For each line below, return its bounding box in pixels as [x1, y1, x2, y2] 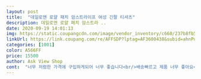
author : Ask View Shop [6, 58, 63, 64]
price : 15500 [6, 53, 39, 59]
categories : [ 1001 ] [6, 42, 55, 48]
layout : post [6, 8, 39, 15]
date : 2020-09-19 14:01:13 [6, 25, 74, 31]
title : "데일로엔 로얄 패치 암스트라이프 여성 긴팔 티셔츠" [6, 14, 136, 20]
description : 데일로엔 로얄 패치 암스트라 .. [6, 20, 106, 26]
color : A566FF [6, 48, 42, 53]
